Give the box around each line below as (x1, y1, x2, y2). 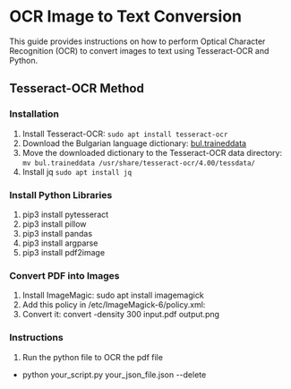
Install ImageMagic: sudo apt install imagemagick (21, 290, 204, 301)
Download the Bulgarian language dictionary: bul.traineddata (21, 137, 247, 149)
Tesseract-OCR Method (9, 81, 145, 96)
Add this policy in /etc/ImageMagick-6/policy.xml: (21, 299, 206, 310)
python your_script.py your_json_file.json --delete (21, 369, 207, 380)
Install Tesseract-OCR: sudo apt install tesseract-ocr (21, 128, 228, 139)
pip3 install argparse (21, 238, 98, 248)
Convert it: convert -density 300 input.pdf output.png (21, 309, 220, 320)
